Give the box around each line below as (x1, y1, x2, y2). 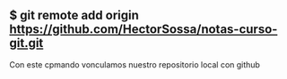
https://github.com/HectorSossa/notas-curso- (9, 22, 278, 37)
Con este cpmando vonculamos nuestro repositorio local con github (9, 59, 260, 70)
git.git (9, 36, 44, 51)
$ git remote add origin (9, 8, 139, 23)
